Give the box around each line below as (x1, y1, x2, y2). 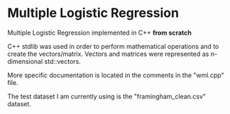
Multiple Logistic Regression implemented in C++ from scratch (7, 28, 192, 37)
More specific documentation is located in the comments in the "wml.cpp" (7, 71, 225, 79)
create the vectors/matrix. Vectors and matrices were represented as (7, 50, 209, 58)
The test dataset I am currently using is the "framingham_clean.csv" (7, 92, 207, 101)
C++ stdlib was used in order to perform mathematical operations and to (7, 42, 219, 50)
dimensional (7, 57, 43, 65)
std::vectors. (44, 57, 82, 65)
